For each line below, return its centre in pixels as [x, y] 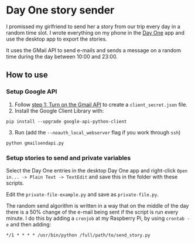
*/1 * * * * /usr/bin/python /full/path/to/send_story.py [78, 235]
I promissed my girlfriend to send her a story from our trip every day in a [93, 26]
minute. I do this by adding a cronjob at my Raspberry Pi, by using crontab [95, 218]
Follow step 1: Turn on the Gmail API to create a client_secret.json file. [101, 104]
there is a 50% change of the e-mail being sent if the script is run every [92, 212]
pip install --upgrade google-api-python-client [66, 121]
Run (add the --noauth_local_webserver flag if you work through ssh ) [97, 132]
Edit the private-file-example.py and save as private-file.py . [83, 194]
